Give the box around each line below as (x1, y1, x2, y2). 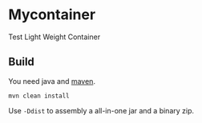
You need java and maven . (8, 76, 96, 85)
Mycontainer (8, 6, 96, 24)
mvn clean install (8, 92, 70, 100)
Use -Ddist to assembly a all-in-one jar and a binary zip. (8, 105, 195, 115)
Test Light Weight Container (8, 32, 101, 42)
